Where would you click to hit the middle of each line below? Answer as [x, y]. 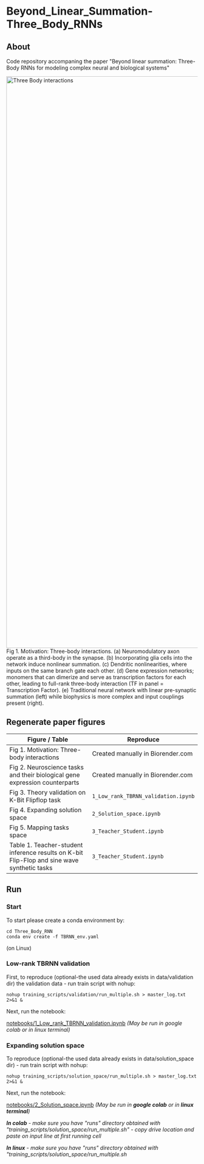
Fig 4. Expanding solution [46, 810]
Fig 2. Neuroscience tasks [46, 767]
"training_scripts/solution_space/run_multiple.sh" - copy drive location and [100, 1130]
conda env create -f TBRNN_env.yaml [53, 937]
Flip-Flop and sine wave [44, 860]
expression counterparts [44, 782]
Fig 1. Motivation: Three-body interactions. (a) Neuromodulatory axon [93, 651]
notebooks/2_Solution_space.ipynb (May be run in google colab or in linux [100, 1105]
